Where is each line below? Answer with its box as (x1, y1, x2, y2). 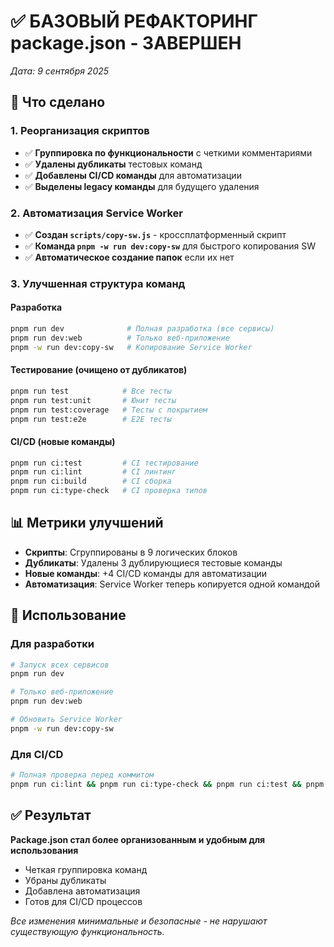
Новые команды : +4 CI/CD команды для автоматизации (24, 567, 268, 579)
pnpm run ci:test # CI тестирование (10, 458, 199, 468)
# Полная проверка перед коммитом (10, 770, 155, 780)
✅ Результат (10, 807, 92, 824)
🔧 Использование (10, 607, 127, 624)
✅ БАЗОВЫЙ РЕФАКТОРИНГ (10, 10, 258, 33)
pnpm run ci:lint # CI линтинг (10, 467, 177, 477)
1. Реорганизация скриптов (10, 124, 150, 138)
